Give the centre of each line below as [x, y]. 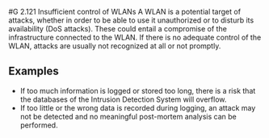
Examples [34, 71]
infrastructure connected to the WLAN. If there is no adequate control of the [135, 37]
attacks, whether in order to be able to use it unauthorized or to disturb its [131, 20]
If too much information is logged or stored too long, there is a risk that [138, 90]
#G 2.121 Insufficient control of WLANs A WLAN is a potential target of [124, 12]
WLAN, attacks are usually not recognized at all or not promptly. [115, 46]
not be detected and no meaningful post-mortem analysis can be [128, 116]
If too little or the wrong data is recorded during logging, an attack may [138, 107]
